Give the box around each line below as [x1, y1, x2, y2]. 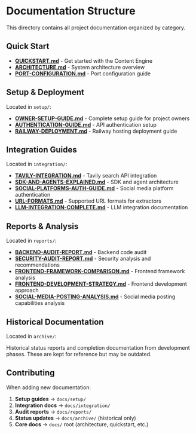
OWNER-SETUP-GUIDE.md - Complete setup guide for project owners [14, 115, 190, 122]
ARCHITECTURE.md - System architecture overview [14, 63, 145, 71]
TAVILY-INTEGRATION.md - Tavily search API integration [14, 172, 157, 179]
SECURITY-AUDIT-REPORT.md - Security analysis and [14, 255, 151, 262]
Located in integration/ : [6, 160, 68, 168]
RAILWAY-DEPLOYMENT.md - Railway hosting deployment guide [14, 127, 177, 135]
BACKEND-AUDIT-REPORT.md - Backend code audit [14, 249, 147, 256]
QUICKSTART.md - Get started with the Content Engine [14, 57, 153, 64]
